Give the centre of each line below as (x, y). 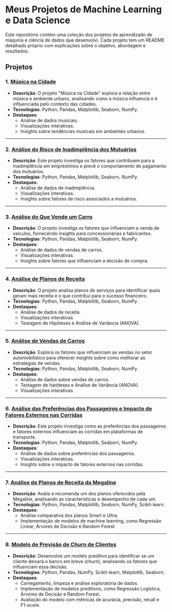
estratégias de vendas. (37, 363)
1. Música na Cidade (31, 82)
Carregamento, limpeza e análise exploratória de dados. (79, 583)
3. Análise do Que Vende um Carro (49, 217)
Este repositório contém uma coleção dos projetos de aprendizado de (79, 34)
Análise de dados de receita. (50, 312)
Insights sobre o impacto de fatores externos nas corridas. (82, 465)
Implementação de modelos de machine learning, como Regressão (91, 521)
